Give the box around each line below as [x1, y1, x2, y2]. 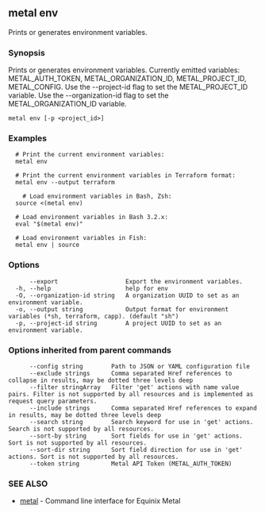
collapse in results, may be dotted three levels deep [8, 376, 194, 384]
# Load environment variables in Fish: [15, 234, 148, 242]
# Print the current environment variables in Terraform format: [15, 172, 236, 179]
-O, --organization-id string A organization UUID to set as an [15, 291, 240, 299]
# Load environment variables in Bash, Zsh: [22, 192, 172, 201]
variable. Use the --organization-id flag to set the [8, 91, 169, 100]
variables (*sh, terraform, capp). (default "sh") [8, 312, 179, 320]
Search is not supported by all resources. [8, 425, 155, 433]
